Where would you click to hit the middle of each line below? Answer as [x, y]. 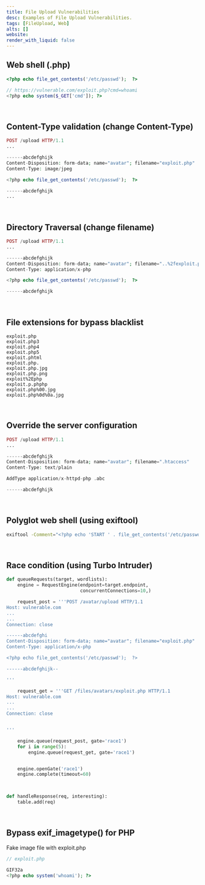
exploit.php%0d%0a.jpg [35, 395]
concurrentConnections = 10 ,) [116, 591]
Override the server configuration [72, 426]
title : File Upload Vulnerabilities [53, 12]
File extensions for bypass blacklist [75, 322]
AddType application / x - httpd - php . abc [56, 479]
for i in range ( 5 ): [42, 746]
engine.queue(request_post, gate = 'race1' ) [72, 741]
